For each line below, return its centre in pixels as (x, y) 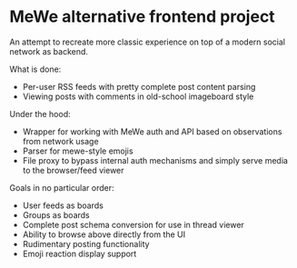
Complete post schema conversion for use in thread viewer (134, 224)
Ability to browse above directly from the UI (104, 234)
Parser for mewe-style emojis (78, 151)
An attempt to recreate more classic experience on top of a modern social (148, 42)
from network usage (60, 141)
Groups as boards (56, 214)
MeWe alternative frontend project (142, 17)
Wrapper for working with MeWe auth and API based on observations (152, 131)
